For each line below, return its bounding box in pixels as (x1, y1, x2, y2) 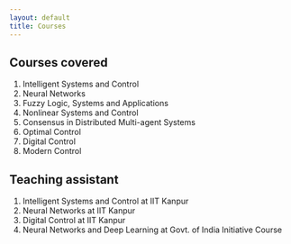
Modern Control (22, 146, 82, 157)
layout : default (9, 13, 70, 23)
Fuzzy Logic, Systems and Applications (22, 98, 169, 109)
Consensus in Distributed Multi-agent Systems (22, 117, 196, 128)
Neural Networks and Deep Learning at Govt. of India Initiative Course (22, 224, 282, 235)
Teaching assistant (9, 172, 119, 187)
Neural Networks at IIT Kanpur (22, 205, 136, 216)
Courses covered (9, 55, 108, 70)
